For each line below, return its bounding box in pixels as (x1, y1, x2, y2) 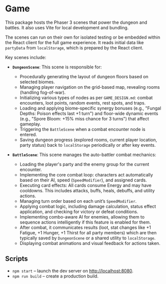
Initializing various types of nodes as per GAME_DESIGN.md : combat (19, 95, 153, 101)
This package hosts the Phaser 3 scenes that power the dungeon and (5, 19, 148, 25)
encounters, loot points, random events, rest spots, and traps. (19, 100, 146, 106)
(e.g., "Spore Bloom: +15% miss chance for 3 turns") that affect (19, 115, 150, 121)
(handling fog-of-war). (19, 89, 66, 95)
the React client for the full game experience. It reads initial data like (5, 39, 144, 45)
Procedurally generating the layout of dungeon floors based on (19, 73, 149, 79)
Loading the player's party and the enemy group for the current (19, 161, 150, 167)
